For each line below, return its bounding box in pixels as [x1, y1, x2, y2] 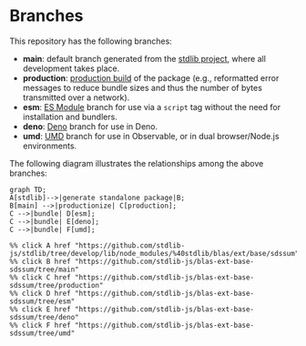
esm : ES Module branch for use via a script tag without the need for [22, 101, 280, 112]
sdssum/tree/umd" [9, 329, 76, 338]
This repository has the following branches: [9, 36, 173, 46]
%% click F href [9, 321, 71, 330]
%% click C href [9, 272, 71, 282]
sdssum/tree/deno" [9, 312, 79, 321]
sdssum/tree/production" [9, 280, 104, 290]
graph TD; [9, 185, 47, 194]
